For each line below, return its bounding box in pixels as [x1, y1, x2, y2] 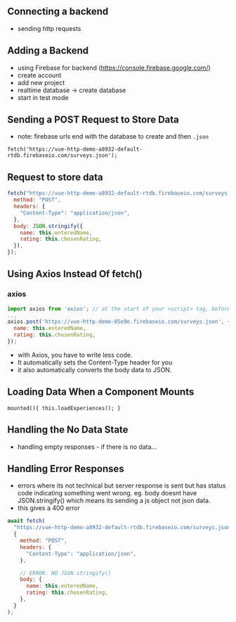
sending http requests [17, 24, 81, 32]
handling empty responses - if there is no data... [17, 443, 157, 451]
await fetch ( [7, 517, 46, 525]
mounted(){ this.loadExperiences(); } [7, 405, 121, 412]
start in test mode [17, 93, 69, 101]
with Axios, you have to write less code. [17, 350, 133, 359]
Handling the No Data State [7, 424, 129, 436]
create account [17, 70, 62, 80]
